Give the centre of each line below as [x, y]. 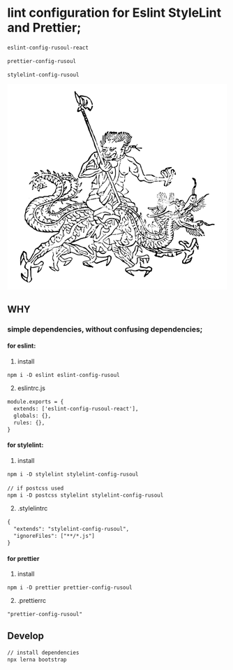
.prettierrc [32, 601]
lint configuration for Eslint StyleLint [114, 13]
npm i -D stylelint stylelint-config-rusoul [73, 474]
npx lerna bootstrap [37, 660]
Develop [25, 635]
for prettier [23, 558]
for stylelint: [25, 445]
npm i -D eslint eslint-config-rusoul [63, 375]
